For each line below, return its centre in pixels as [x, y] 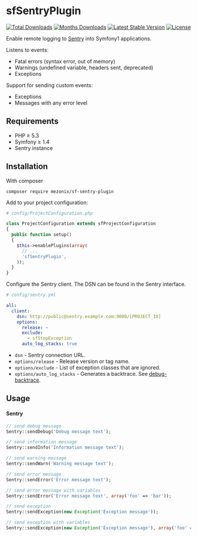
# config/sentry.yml [31, 295]
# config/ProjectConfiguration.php [50, 213]
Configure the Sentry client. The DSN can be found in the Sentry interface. [96, 284]
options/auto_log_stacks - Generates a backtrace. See [81, 374]
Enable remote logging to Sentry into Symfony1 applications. [79, 38]
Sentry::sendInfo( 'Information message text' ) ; [65, 448]
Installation [27, 167]
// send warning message [36, 458]
